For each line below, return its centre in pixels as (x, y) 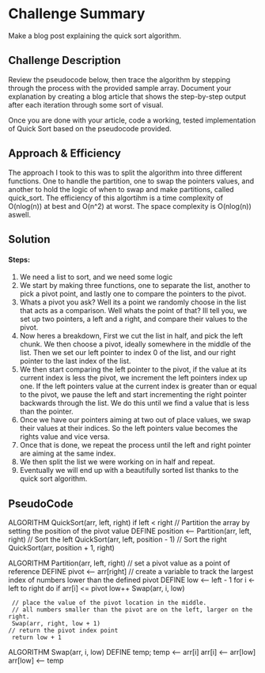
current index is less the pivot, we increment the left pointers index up (133, 378)
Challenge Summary (77, 14)
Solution (29, 239)
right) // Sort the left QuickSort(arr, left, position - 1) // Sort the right (117, 539)
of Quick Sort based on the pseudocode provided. (90, 128)
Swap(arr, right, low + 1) (56, 623)
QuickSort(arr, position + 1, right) (61, 547)
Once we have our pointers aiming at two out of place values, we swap (135, 420)
